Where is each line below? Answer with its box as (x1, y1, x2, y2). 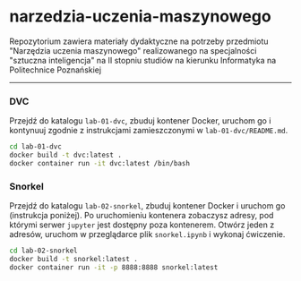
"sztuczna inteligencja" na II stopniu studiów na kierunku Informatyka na (9, 55, 277, 65)
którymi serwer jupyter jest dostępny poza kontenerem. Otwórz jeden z (9, 219, 275, 230)
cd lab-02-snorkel (9, 246, 78, 256)
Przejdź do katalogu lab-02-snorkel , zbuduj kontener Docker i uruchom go (9, 200, 286, 211)
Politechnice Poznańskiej (9, 64, 101, 75)
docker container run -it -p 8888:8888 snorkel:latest (9, 262, 219, 272)
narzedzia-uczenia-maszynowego (9, 6, 271, 27)
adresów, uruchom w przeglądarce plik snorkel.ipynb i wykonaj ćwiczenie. (9, 229, 286, 240)
